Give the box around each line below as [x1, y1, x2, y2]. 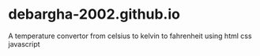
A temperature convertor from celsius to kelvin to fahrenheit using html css [8, 31, 252, 40]
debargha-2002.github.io [8, 5, 180, 23]
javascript [8, 39, 41, 48]
